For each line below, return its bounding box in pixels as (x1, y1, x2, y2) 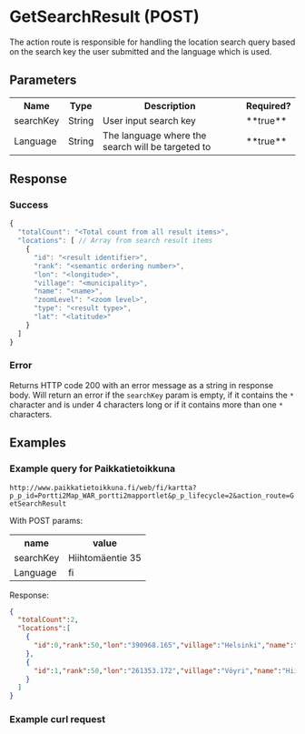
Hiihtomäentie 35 (67, 551, 143, 564)
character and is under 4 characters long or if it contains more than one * (9, 398, 283, 410)
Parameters (9, 73, 77, 88)
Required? (246, 99, 291, 112)
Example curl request (9, 713, 106, 726)
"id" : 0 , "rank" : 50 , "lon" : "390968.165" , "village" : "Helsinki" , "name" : (33, 641, 295, 650)
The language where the (103, 129, 207, 142)
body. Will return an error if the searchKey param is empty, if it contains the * (9, 389, 295, 400)
